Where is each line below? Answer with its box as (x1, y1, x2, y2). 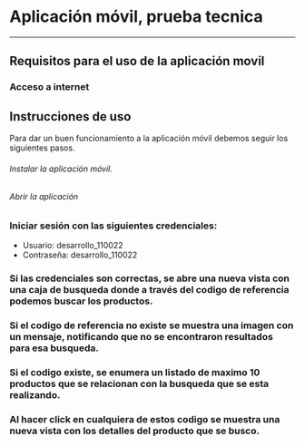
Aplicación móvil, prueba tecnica (9, 6, 263, 27)
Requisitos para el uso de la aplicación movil (9, 53, 265, 69)
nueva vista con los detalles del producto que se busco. (9, 424, 261, 437)
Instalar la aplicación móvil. (9, 163, 113, 174)
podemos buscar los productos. (9, 295, 153, 307)
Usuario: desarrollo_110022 (22, 240, 123, 251)
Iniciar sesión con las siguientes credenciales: (9, 219, 218, 232)
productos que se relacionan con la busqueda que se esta (9, 378, 270, 391)
